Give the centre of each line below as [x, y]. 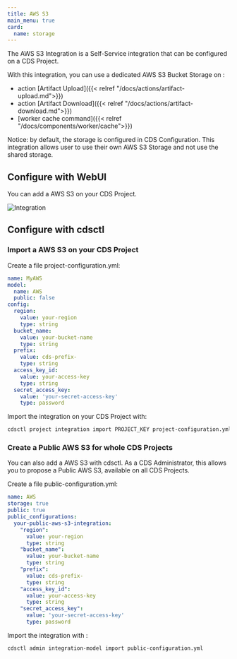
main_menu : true [31, 20]
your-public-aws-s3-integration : [63, 523]
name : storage [34, 34]
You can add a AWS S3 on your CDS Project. [72, 194]
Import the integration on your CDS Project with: [77, 417]
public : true [26, 510]
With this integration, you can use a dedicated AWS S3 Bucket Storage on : [116, 75]
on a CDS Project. [33, 61]
